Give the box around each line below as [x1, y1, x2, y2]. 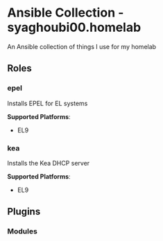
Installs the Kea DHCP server [7, 159, 90, 167]
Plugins [7, 206, 41, 217]
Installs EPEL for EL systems [7, 99, 88, 107]
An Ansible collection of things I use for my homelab [7, 42, 157, 51]
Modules [7, 226, 38, 236]
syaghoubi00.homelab [7, 19, 141, 35]
